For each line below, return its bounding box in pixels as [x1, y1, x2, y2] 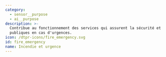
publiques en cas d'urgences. [9, 30, 72, 35]
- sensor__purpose [9, 12, 48, 17]
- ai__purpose [9, 16, 39, 21]
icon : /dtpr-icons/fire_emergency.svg [5, 35, 85, 40]
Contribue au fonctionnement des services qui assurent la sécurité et [9, 26, 162, 31]
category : [5, 7, 26, 12]
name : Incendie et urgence [5, 44, 61, 49]
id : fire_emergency [5, 40, 46, 45]
